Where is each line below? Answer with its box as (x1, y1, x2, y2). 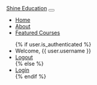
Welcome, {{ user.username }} (15, 47, 92, 54)
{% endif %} (15, 73, 47, 80)
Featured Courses (15, 29, 61, 36)
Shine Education (6, 5, 47, 11)
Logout (15, 54, 33, 61)
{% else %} (15, 60, 44, 67)
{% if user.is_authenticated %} (15, 41, 92, 48)
